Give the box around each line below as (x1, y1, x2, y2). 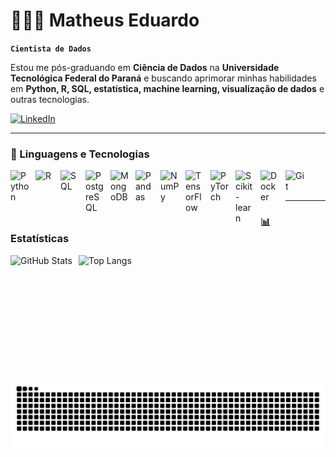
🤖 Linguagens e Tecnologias (10, 147, 150, 161)
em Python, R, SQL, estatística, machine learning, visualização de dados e (10, 82, 325, 94)
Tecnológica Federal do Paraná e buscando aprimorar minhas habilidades (10, 72, 317, 84)
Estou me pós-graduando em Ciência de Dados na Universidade (10, 61, 280, 73)
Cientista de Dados (10, 44, 92, 54)
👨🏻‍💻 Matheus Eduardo (10, 9, 200, 32)
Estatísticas (10, 232, 70, 246)
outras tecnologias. (10, 93, 90, 105)
